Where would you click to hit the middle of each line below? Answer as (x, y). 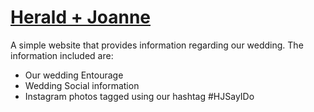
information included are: (62, 55)
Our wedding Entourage (74, 75)
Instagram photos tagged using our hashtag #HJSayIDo (139, 96)
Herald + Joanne (80, 17)
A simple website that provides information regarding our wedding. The (157, 45)
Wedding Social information (82, 85)
